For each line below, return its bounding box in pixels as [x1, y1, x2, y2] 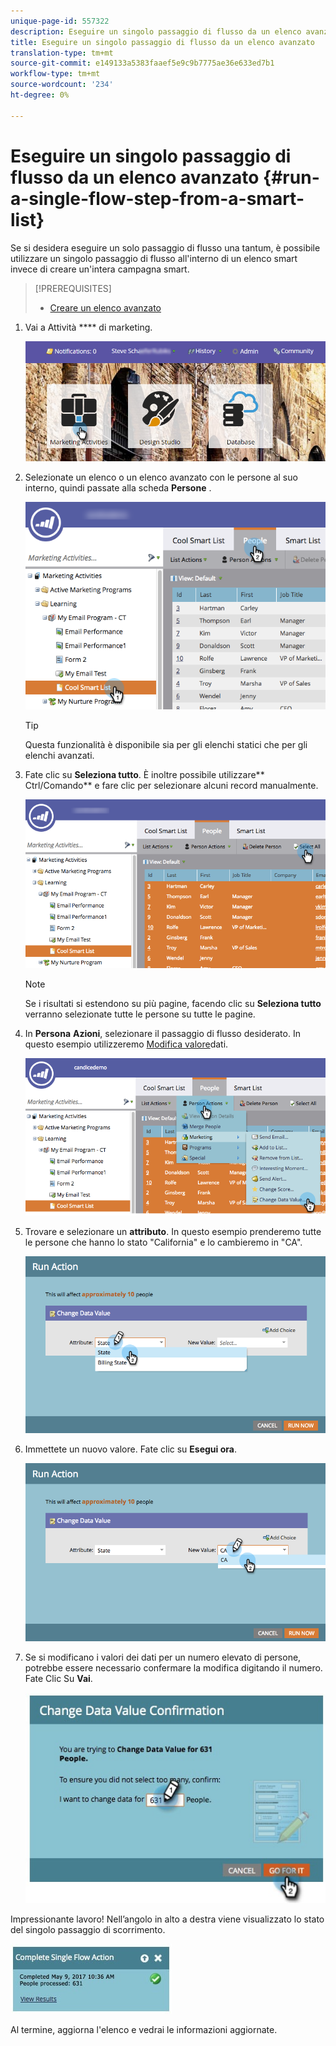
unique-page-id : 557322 [10, 16, 110, 26]
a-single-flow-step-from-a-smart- [10, 187, 305, 210]
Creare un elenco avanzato [49, 301, 162, 314]
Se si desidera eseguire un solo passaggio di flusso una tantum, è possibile [10, 241, 321, 254]
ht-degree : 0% [10, 90, 70, 100]
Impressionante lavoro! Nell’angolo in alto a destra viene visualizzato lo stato [10, 1913, 325, 1925]
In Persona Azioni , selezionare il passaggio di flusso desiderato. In [24, 1027, 301, 1039]
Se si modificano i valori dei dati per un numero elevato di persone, [24, 1651, 302, 1664]
